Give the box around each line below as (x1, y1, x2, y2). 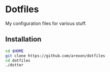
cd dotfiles (5, 58, 30, 63)
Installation (5, 35, 42, 44)
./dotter (5, 62, 24, 68)
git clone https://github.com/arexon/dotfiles (5, 53, 105, 58)
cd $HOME (5, 48, 24, 54)
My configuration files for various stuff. (5, 20, 87, 26)
